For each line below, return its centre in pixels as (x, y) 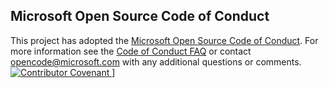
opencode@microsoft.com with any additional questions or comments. (156, 61)
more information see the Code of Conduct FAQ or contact (131, 51)
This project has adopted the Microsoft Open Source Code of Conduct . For (164, 40)
